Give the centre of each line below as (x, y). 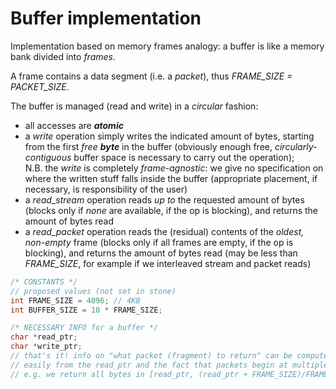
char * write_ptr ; (46, 347)
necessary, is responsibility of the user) (106, 189)
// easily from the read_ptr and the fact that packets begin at (149, 365)
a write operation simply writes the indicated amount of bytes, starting (169, 136)
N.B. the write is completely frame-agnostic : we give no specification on (174, 168)
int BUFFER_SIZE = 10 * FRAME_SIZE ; (86, 310)
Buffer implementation (106, 18)
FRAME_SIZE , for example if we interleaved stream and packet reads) (168, 263)
